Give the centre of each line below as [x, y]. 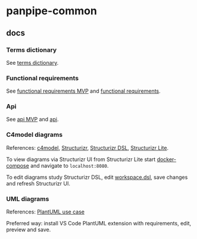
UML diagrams [28, 199]
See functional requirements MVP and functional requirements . [83, 91]
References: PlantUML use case [46, 212]
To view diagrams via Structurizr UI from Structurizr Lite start [81, 159]
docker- [167, 159]
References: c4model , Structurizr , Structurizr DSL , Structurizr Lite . [87, 147]
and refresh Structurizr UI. [38, 183]
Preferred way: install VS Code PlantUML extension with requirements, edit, [99, 224]
